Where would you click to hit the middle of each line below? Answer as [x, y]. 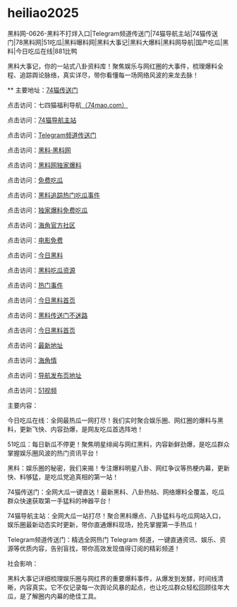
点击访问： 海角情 [32, 360]
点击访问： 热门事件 [35, 285]
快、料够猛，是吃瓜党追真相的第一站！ [63, 477]
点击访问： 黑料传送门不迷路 [48, 315]
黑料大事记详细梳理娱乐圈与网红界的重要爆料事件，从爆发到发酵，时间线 [112, 578]
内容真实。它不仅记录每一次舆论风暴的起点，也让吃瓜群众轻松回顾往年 [121, 587]
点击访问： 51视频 [32, 390]
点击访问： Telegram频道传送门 [52, 135]
